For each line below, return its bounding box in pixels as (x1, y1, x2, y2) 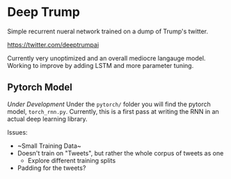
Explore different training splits (27, 156, 116, 164)
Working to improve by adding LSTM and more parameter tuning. (7, 61, 194, 69)
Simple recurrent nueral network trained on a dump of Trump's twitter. (7, 27, 209, 35)
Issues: (7, 128, 28, 136)
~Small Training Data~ (17, 142, 81, 150)
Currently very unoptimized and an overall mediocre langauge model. (7, 53, 206, 62)
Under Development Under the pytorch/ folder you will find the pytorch (7, 100, 211, 108)
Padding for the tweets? (17, 164, 86, 172)
